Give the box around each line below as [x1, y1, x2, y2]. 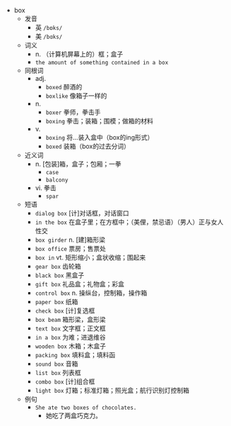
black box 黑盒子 [35, 271, 85, 279]
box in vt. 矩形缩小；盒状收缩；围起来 [35, 253, 146, 262]
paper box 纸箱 [35, 298, 78, 306]
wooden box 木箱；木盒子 [35, 342, 106, 350]
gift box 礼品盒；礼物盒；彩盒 [35, 280, 125, 288]
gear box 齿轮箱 [35, 262, 81, 270]
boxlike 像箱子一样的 [45, 91, 107, 100]
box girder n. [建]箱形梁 [35, 235, 106, 244]
